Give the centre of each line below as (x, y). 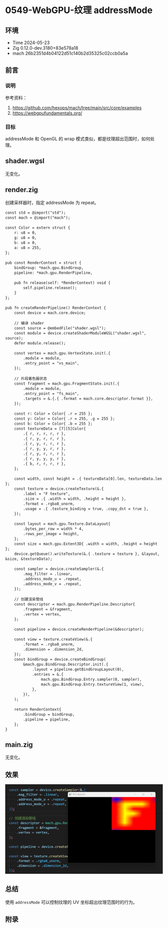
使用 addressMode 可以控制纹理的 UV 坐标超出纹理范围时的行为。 (71, 902)
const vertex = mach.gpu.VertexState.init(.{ (62, 353)
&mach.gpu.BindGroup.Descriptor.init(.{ (66, 664)
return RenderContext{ (38, 709)
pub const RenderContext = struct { (43, 263)
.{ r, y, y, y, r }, (44, 459)
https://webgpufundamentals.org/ (47, 113)
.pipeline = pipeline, (47, 719)
